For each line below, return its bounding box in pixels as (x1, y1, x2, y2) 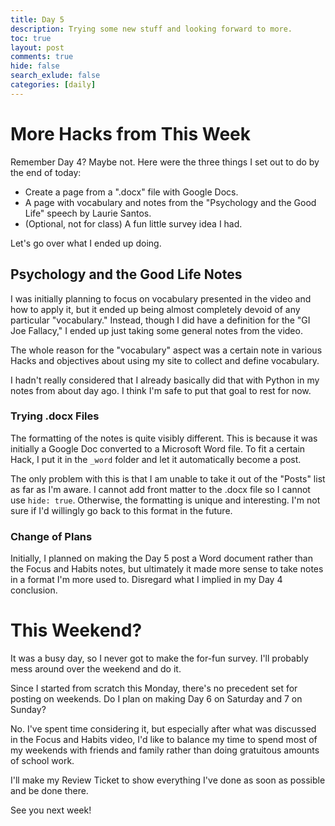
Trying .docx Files (10, 409, 100, 423)
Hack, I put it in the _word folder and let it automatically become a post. (10, 453, 302, 465)
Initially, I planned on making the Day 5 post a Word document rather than (10, 552, 313, 565)
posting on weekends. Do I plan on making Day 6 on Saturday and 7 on (10, 693, 303, 705)
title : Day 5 (10, 14, 65, 25)
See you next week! (10, 804, 92, 816)
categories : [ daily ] (10, 80, 97, 90)
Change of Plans (10, 529, 93, 543)
